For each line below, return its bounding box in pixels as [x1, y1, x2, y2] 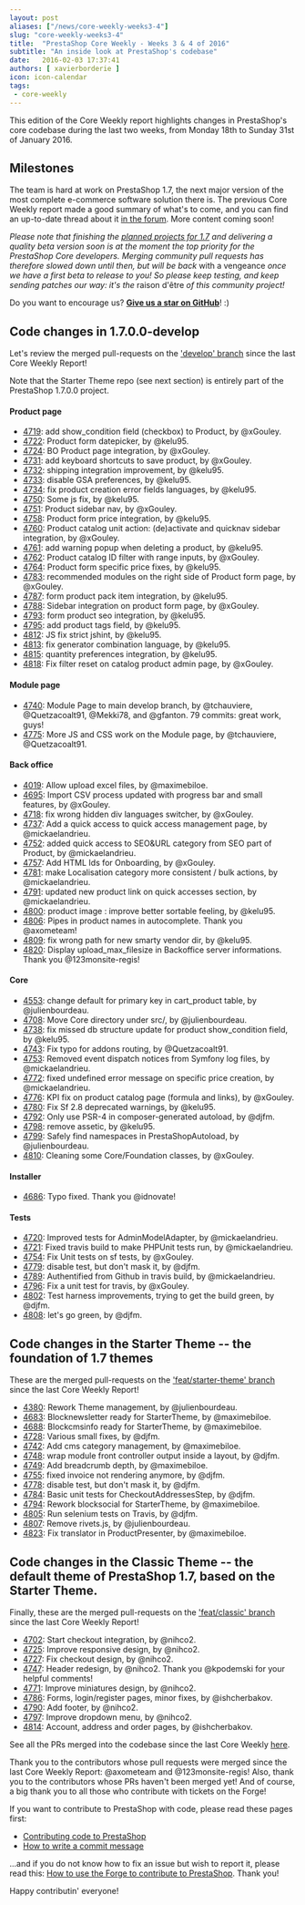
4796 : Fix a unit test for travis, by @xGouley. [22, 1281, 189, 1292]
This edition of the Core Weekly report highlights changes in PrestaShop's [9, 115, 288, 126]
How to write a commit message [22, 1840, 144, 1851]
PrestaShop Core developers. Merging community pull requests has [9, 251, 264, 262]
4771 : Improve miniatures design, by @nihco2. [22, 1683, 197, 1694]
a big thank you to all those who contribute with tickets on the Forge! [9, 1786, 267, 1797]
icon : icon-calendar [9, 73, 88, 82]
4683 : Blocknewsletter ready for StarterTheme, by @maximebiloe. [22, 1412, 271, 1423]
